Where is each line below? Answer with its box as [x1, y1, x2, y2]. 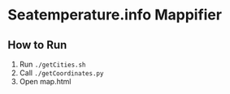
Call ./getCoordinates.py [19, 68, 104, 78]
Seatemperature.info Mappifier [7, 6, 223, 24]
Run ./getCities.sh [19, 59, 86, 69]
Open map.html [19, 77, 72, 86]
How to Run [7, 38, 67, 52]
